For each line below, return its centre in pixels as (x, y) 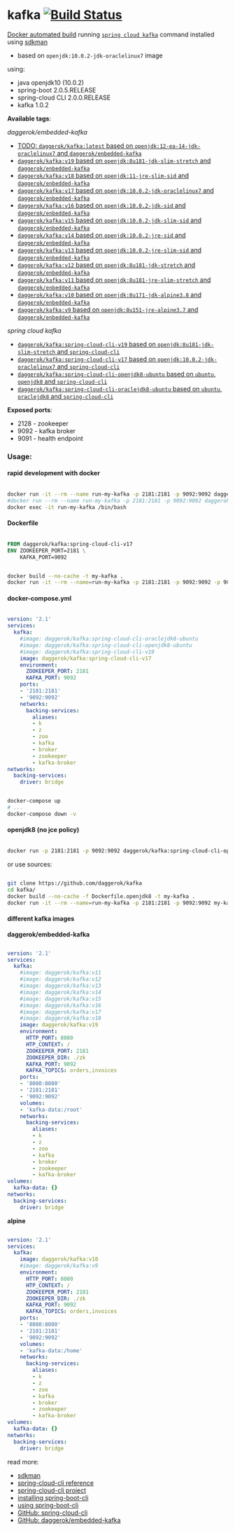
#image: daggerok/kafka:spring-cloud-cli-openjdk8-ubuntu (106, 645)
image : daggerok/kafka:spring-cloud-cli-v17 (86, 658)
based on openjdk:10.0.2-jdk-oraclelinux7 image (90, 55)
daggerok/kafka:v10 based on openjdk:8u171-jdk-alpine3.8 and (109, 294)
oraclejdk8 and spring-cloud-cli (65, 396)
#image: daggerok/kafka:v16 (60, 1005)
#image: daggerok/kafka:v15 (60, 999)
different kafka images (41, 919)
